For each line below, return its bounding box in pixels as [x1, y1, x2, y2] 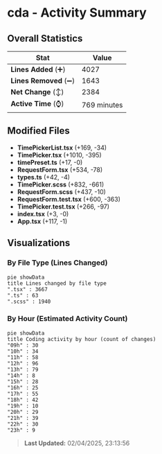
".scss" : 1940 [7, 298, 51, 305]
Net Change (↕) [10, 87, 64, 96]
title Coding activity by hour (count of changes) [7, 335, 156, 342]
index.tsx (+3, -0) [17, 209, 69, 218]
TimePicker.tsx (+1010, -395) [17, 150, 102, 159]
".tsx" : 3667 [7, 286, 48, 293]
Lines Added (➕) [10, 64, 66, 74]
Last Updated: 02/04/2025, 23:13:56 [24, 439, 130, 447]
